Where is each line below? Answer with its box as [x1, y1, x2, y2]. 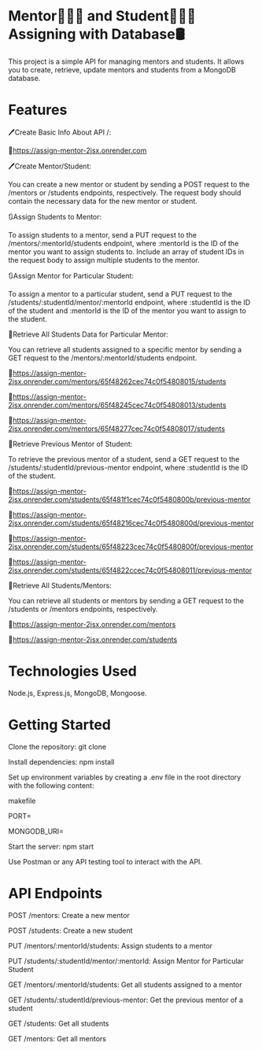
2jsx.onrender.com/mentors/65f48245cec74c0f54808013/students [8, 400, 227, 410]
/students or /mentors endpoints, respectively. [8, 604, 159, 613]
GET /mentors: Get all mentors [8, 1033, 106, 1043]
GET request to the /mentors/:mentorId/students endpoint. [8, 353, 197, 363]
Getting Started [8, 716, 112, 734]
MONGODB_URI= [8, 826, 65, 836]
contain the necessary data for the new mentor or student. [8, 196, 198, 205]
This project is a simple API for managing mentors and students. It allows [8, 57, 245, 66]
